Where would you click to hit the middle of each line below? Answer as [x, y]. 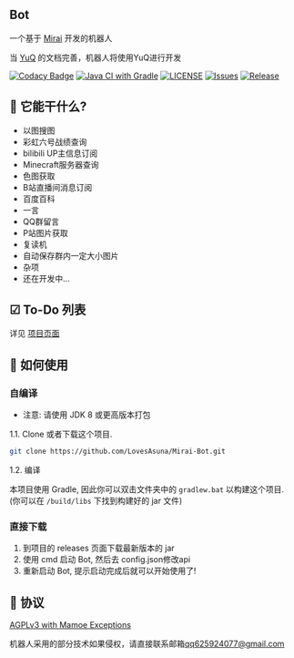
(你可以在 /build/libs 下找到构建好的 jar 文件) [96, 501]
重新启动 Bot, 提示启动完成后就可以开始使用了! [109, 571]
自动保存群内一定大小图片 [71, 255]
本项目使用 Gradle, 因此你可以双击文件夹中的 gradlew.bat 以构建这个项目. [147, 489]
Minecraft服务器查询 [61, 164]
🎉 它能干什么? [48, 107]
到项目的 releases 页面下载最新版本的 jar [98, 548]
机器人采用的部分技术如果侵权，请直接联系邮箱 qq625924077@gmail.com [147, 644]
